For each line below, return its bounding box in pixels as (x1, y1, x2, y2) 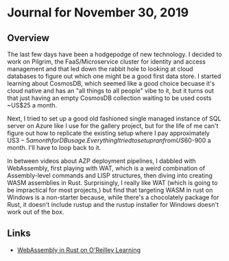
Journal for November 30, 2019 (7, 5, 189, 21)
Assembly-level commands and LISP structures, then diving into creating (7, 171, 213, 179)
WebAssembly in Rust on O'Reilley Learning (16, 245, 141, 254)
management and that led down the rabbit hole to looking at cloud (7, 65, 193, 73)
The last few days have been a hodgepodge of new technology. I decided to (7, 50, 222, 58)
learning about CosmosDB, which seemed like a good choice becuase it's (7, 79, 215, 87)
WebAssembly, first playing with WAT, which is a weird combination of (7, 164, 206, 172)
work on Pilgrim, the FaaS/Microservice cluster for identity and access (7, 58, 206, 66)
